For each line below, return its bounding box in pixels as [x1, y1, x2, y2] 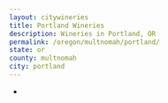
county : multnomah [9, 54, 77, 63]
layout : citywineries [9, 12, 89, 22]
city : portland [9, 63, 65, 71]
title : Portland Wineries [9, 21, 104, 30]
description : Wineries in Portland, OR [9, 29, 157, 38]
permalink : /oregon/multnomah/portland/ [9, 37, 161, 47]
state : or [9, 46, 46, 55]
